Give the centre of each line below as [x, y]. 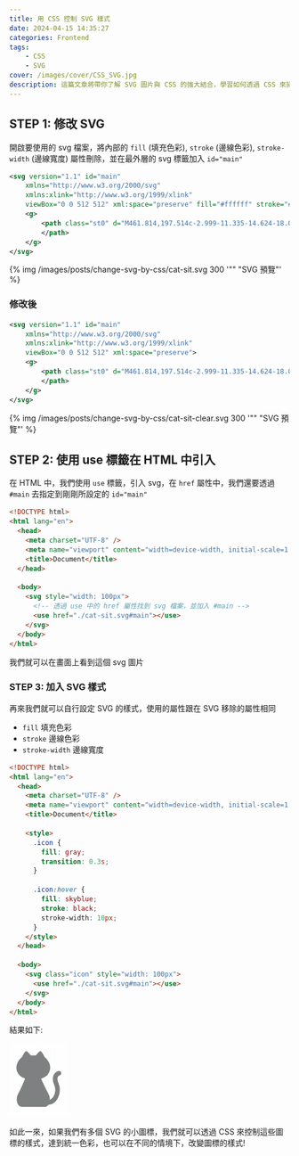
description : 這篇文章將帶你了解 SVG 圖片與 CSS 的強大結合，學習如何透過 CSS [142, 85]
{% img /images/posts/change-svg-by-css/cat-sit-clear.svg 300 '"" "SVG [144, 418]
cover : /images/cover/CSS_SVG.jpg [73, 76]
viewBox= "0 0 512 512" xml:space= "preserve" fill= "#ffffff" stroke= [155, 205]
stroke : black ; [69, 908]
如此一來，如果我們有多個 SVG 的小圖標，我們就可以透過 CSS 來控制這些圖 [146, 1132]
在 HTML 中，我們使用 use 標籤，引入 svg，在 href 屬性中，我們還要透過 [142, 483]
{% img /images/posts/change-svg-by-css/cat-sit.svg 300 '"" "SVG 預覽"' [145, 270]
